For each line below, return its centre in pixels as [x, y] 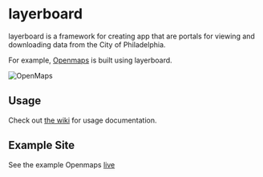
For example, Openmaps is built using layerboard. [90, 60]
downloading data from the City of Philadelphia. [87, 44]
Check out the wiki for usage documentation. [83, 120]
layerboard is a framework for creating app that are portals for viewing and [131, 36]
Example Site [42, 145]
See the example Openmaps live [62, 164]
